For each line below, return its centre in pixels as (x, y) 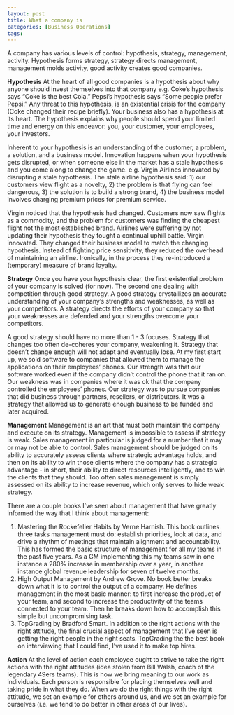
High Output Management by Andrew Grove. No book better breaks (115, 579)
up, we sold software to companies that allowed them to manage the (106, 360)
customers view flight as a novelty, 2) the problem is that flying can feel (110, 185)
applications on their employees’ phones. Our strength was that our (104, 367)
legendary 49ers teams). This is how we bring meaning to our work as (108, 674)
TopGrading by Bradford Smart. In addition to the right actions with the (119, 624)
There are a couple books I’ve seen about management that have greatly (112, 506)
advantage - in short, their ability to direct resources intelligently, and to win (116, 470)
